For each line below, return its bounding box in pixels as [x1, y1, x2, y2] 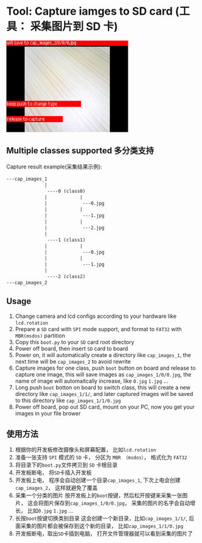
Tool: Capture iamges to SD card [6, 4, 173, 18]
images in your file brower [15, 409, 81, 417]
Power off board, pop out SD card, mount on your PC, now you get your [15, 403, 195, 411]
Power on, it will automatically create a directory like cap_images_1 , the [15, 351, 192, 359]
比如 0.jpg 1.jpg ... [27, 507, 74, 514]
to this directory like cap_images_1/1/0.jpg [15, 397, 121, 404]
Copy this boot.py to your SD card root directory [15, 338, 134, 345]
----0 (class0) [47, 188, 86, 194]
